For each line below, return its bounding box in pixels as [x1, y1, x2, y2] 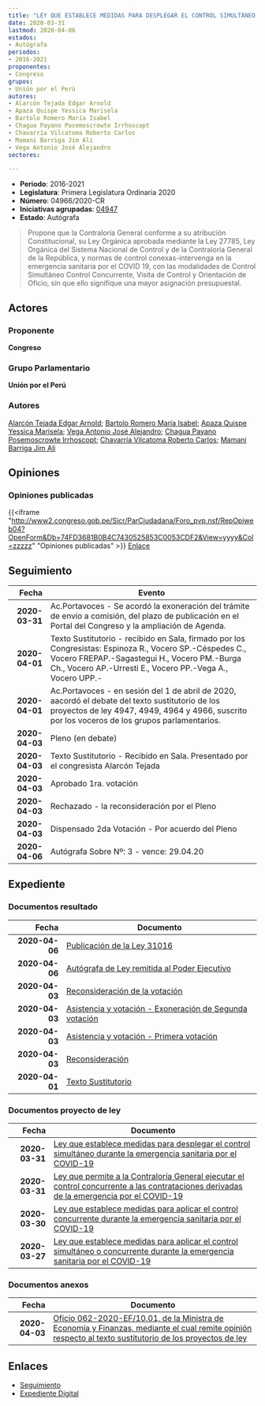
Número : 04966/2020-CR [19, 196, 105, 206]
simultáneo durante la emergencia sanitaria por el [53, 1148, 237, 1159]
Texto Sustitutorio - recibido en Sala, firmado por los [50, 633, 246, 644]
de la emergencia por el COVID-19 [53, 1191, 184, 1202]
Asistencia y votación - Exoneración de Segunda [65, 1003, 248, 1014]
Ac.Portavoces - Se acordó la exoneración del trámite [50, 601, 250, 612]
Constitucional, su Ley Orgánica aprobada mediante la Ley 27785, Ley [27, 237, 256, 246]
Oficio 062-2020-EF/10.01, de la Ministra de [53, 1313, 224, 1324]
